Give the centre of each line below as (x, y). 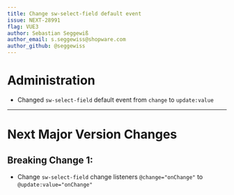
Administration (51, 80)
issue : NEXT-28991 (34, 20)
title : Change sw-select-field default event (74, 14)
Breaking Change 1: (50, 160)
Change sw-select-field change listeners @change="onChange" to (110, 177)
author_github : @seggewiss (46, 46)
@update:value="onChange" (55, 185)
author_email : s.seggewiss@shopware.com (67, 40)
